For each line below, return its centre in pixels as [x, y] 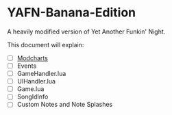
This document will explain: [46, 44]
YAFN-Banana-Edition [71, 13]
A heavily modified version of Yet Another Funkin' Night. [86, 31]
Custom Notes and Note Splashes [65, 105]
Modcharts [32, 58]
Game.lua [30, 89]
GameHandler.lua [41, 74]
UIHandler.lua [36, 81]
